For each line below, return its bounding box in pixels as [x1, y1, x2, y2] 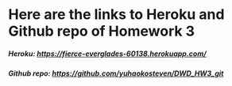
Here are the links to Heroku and [8, 6, 225, 24]
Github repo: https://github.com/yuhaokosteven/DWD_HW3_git [8, 69, 224, 78]
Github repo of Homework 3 [8, 22, 195, 40]
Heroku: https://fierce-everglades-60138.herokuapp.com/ [8, 49, 207, 58]
